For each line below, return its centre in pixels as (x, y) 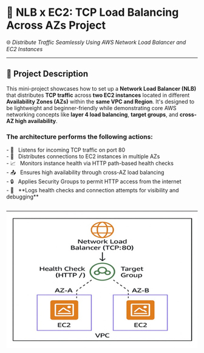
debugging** (23, 197)
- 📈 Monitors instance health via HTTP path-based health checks (90, 163)
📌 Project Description (47, 74)
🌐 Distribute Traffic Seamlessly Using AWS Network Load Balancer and (96, 42)
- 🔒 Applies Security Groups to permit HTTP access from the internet (94, 181)
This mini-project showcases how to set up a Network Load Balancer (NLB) (101, 88)
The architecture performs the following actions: (80, 136)
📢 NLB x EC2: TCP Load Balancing (93, 12)
